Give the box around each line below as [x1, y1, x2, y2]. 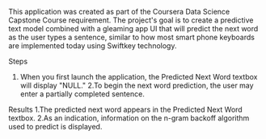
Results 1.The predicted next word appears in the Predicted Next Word [8, 104, 243, 114]
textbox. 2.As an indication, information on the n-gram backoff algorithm [8, 113, 250, 123]
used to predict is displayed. [8, 122, 103, 131]
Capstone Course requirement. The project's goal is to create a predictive [8, 15, 254, 25]
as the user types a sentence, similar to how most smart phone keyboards [8, 32, 255, 42]
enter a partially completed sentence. [19, 89, 146, 99]
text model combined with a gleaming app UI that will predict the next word [8, 24, 259, 33]
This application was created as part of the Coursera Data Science [8, 7, 230, 16]
